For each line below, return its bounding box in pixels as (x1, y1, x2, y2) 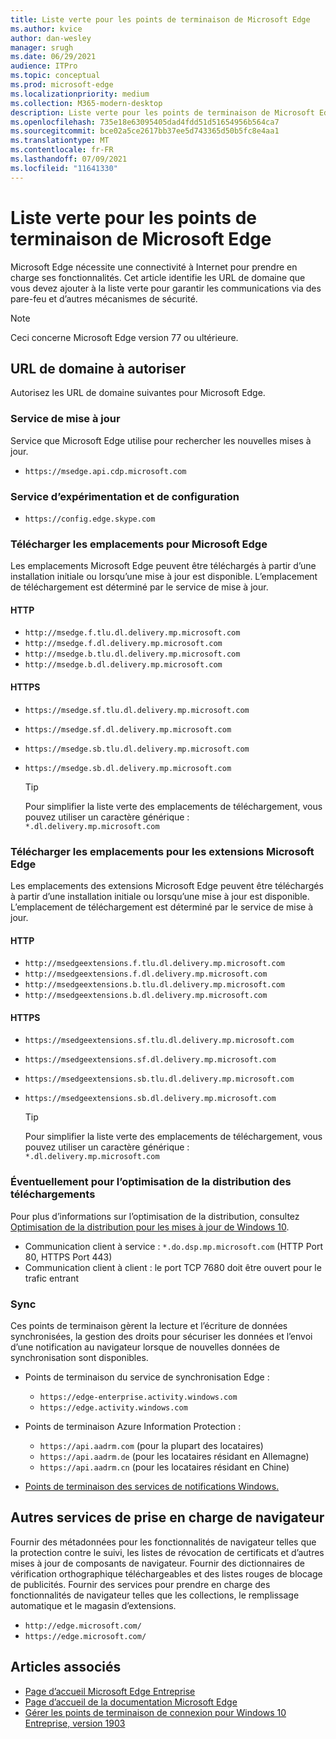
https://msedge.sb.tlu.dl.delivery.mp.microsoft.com (24, 744, 250, 754)
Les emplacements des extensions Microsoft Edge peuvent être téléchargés (10, 879, 324, 891)
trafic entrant (24, 1272, 80, 1284)
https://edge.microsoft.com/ (24, 1631, 147, 1641)
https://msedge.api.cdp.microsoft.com (24, 466, 187, 476)
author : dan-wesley (10, 33, 92, 43)
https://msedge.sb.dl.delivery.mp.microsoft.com (24, 763, 232, 773)
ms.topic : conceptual (10, 71, 101, 81)
